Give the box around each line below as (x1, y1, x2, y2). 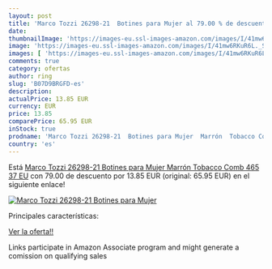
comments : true (8, 58, 60, 66)
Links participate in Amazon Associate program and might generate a (8, 242, 240, 252)
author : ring (8, 72, 53, 80)
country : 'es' (8, 139, 57, 148)
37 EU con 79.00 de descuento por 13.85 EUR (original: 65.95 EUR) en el (8, 171, 250, 181)
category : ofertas (8, 65, 70, 73)
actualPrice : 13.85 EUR (8, 95, 89, 103)
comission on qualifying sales (8, 250, 108, 260)
